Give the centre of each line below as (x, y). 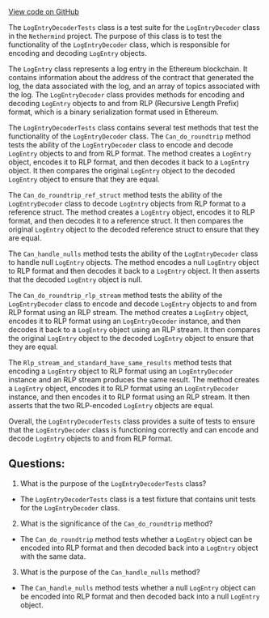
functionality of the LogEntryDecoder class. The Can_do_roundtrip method (130, 136)
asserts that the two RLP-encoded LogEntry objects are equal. (111, 405)
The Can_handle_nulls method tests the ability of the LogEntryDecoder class (133, 254)
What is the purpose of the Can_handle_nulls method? (110, 572)
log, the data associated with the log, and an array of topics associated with (134, 86)
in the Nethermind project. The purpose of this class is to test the (115, 36)
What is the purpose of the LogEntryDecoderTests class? (113, 483)
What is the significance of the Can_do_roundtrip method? (116, 523)
